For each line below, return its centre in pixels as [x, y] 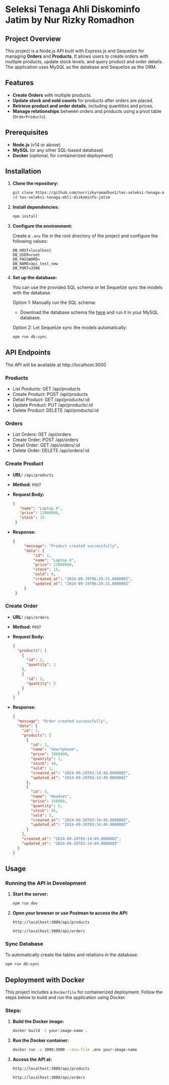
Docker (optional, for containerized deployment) [63, 155]
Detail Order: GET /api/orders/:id [46, 445]
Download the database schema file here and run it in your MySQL [89, 313]
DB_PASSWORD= [26, 259]
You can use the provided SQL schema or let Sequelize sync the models [88, 287]
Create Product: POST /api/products [50, 394]
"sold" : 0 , [44, 574]
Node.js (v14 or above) [36, 145]
